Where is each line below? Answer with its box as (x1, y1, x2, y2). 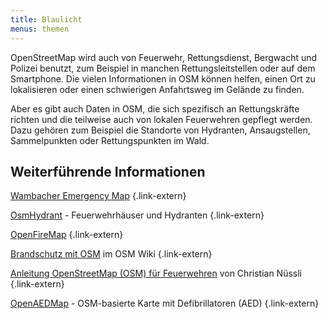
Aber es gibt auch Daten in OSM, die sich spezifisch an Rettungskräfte (10, 102, 300, 115)
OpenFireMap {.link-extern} (10, 229, 124, 241)
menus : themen (10, 24, 70, 34)
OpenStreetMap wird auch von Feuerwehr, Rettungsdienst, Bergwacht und (10, 51, 318, 63)
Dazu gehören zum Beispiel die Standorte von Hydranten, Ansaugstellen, (10, 124, 311, 136)
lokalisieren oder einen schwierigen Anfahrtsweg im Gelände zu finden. (10, 83, 305, 95)
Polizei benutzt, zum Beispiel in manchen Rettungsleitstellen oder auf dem (10, 62, 316, 74)
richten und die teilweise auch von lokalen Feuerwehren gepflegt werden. (10, 113, 313, 125)
